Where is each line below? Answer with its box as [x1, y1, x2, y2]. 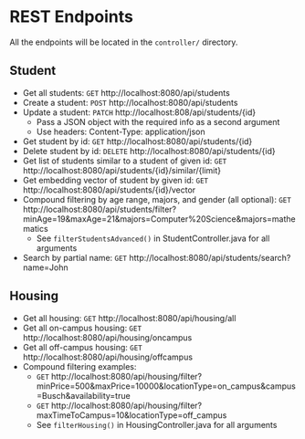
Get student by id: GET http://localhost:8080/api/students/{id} [22, 135, 253, 147]
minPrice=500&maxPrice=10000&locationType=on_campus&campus [36, 381, 297, 392]
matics [22, 223, 48, 234]
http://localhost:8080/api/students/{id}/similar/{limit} [22, 164, 222, 175]
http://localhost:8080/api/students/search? [129, 252, 291, 263]
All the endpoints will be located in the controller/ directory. [9, 37, 238, 47]
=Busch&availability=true [36, 390, 131, 401]
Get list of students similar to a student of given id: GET [22, 155, 227, 166]
